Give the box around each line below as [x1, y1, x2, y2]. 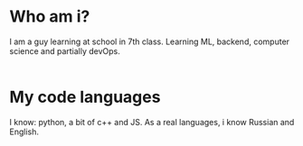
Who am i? [9, 6, 90, 27]
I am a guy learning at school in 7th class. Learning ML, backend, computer [9, 36, 290, 47]
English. [9, 126, 39, 137]
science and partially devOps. [9, 45, 120, 56]
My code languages [9, 87, 161, 107]
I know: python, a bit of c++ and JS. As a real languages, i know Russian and [9, 116, 295, 127]
